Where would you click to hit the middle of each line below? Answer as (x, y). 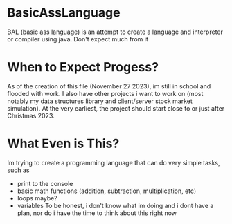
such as (18, 170)
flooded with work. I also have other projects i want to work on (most (105, 93)
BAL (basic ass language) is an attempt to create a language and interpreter (115, 32)
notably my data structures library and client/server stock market (100, 101)
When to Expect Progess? (83, 67)
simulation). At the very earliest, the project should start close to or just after (116, 108)
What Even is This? (63, 144)
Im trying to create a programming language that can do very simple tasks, (114, 162)
